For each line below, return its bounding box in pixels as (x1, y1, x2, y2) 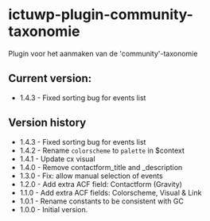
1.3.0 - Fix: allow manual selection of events (19, 171, 163, 180)
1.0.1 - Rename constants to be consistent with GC (19, 196, 185, 206)
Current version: (8, 72, 92, 85)
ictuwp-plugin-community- (8, 6, 193, 24)
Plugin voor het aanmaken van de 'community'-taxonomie (8, 48, 198, 58)
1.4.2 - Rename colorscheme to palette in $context (19, 145, 185, 155)
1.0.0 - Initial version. (19, 204, 88, 214)
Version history (8, 116, 87, 130)
